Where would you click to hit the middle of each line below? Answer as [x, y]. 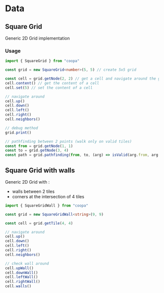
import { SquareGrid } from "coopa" [42, 61]
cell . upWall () [20, 268]
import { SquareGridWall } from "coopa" [47, 206]
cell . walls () [18, 286]
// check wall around [27, 263]
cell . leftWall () [21, 277]
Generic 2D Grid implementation [37, 38]
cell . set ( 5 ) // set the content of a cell [49, 88]
